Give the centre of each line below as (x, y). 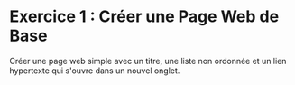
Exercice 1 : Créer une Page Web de (144, 17)
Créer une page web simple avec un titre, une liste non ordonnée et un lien (148, 61)
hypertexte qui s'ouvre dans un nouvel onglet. (95, 71)
